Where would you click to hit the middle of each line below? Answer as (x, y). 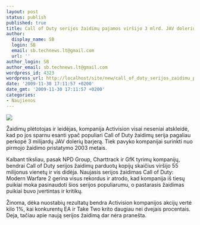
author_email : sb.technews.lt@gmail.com (57, 67)
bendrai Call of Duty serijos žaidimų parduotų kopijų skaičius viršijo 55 (92, 165)
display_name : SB (33, 39)
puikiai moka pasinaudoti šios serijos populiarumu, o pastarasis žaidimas (95, 184)
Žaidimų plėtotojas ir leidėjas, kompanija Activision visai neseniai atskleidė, (98, 128)
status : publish (26, 17)
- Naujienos (21, 100)
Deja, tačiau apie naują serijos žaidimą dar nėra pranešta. (76, 215)
